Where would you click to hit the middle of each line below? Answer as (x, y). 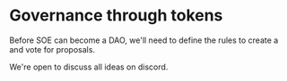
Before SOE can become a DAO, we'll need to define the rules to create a (144, 40)
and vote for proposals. (52, 49)
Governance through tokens (116, 16)
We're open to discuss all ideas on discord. (89, 67)
